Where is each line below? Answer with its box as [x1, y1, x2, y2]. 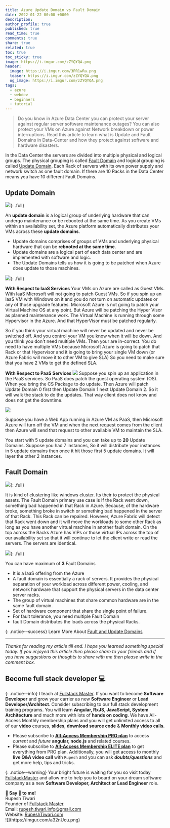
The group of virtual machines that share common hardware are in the [12, 597, 159, 603]
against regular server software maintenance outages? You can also [17, 121, 160, 127]
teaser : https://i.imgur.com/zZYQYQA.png [10, 73, 99, 78]
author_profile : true [5, 21, 51, 27]
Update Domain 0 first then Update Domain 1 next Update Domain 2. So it [5, 386, 158, 392]
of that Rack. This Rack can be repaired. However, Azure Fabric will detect [5, 513, 160, 519]
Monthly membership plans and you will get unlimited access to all [22, 717, 160, 723]
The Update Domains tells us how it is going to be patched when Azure [12, 259, 161, 266]
